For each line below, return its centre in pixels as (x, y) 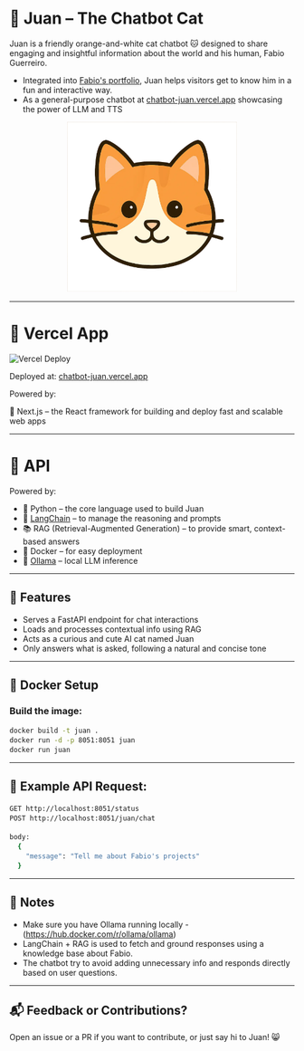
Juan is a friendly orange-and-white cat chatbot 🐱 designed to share (139, 43)
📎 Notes (32, 903)
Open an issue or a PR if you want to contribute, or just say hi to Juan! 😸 (145, 1037)
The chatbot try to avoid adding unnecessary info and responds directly (157, 962)
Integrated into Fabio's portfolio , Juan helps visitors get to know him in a (157, 80)
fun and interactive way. (67, 90)
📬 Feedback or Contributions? (99, 1011)
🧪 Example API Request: (78, 787)
